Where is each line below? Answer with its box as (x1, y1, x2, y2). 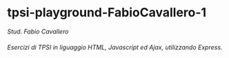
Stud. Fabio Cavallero (7, 27, 69, 35)
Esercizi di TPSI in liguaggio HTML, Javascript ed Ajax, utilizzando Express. (7, 43, 223, 51)
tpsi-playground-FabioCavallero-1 (7, 5, 207, 20)
